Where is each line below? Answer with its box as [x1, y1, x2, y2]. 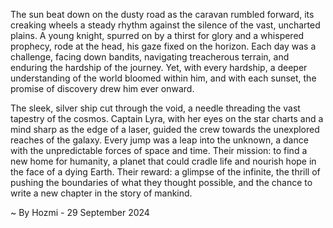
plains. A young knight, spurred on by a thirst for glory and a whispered [10, 30, 305, 41]
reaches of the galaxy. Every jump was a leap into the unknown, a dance [10, 134, 309, 146]
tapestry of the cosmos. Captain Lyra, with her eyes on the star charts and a [10, 113, 324, 124]
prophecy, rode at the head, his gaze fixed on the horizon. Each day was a [10, 40, 317, 52]
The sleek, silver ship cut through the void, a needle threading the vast [10, 102, 301, 114]
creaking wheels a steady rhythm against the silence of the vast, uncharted [10, 19, 321, 31]
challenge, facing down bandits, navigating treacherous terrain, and [10, 51, 290, 63]
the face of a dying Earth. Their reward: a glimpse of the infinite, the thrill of [10, 166, 321, 178]
